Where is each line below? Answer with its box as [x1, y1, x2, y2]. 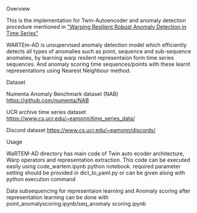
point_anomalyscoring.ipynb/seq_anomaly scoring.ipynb [6, 200, 146, 207]
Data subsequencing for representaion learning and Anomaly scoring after [6, 187, 191, 194]
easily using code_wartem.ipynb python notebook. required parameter [6, 163, 181, 170]
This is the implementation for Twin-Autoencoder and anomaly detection [6, 17, 186, 24]
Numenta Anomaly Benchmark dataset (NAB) [6, 91, 119, 97]
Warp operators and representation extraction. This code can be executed [6, 156, 191, 164]
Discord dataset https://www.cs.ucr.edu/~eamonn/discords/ [6, 127, 155, 133]
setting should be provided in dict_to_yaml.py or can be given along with [6, 169, 186, 176]
